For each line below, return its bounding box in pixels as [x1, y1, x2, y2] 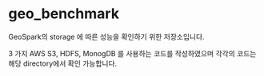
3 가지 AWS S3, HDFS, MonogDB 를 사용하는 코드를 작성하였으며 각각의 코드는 [8, 48, 257, 58]
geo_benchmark [8, 5, 120, 23]
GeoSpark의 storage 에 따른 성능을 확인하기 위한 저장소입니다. [8, 32, 206, 41]
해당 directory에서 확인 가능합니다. [8, 59, 118, 68]
